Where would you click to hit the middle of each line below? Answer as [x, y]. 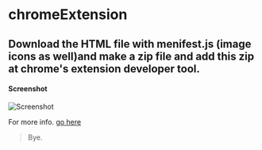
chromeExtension [68, 15]
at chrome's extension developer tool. [104, 69]
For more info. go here [45, 121]
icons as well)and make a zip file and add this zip [131, 56]
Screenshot [28, 89]
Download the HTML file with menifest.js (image [130, 44]
